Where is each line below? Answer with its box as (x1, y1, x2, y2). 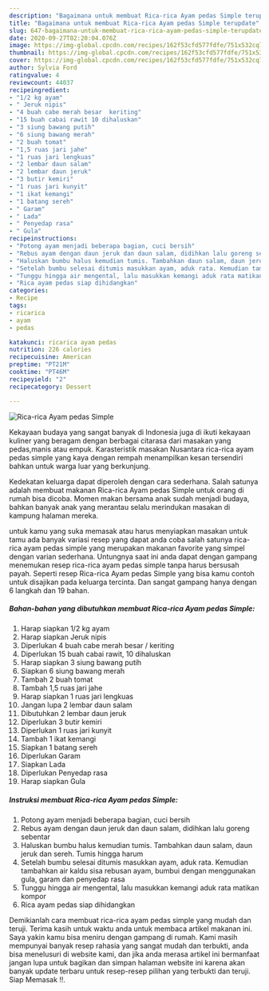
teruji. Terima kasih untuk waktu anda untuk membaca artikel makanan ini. (9, 924, 253, 933)
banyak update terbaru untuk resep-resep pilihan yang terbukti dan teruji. (9, 966, 251, 976)
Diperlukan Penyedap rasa (20, 768, 109, 778)
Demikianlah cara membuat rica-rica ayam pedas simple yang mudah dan (9, 916, 252, 925)
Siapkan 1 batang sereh (20, 742, 98, 752)
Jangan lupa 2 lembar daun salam (20, 700, 133, 710)
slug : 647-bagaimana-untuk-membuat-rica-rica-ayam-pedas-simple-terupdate (9, 26, 263, 34)
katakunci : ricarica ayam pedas (9, 338, 117, 346)
